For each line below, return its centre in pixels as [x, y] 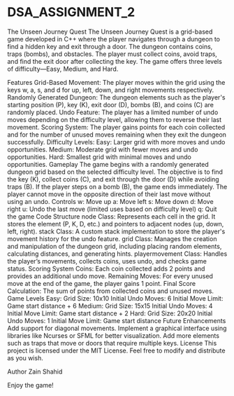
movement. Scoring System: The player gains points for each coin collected [116, 127]
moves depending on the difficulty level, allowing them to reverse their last [115, 119]
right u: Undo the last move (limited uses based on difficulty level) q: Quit [112, 209]
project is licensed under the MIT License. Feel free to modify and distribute [116, 350]
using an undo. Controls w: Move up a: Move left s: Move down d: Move [111, 201]
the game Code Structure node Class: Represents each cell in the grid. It [111, 216]
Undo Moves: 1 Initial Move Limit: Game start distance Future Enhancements [117, 320]
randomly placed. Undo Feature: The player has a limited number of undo [113, 112]
